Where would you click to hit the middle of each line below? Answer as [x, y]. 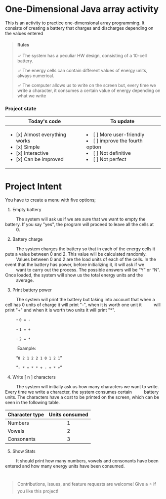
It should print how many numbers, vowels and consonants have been [87, 461]
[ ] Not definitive [112, 153]
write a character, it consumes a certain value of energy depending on [89, 91]
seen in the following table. [33, 403]
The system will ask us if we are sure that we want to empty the [81, 219]
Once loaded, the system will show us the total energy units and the [74, 275]
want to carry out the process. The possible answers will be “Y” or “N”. [88, 270]
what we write [32, 96]
